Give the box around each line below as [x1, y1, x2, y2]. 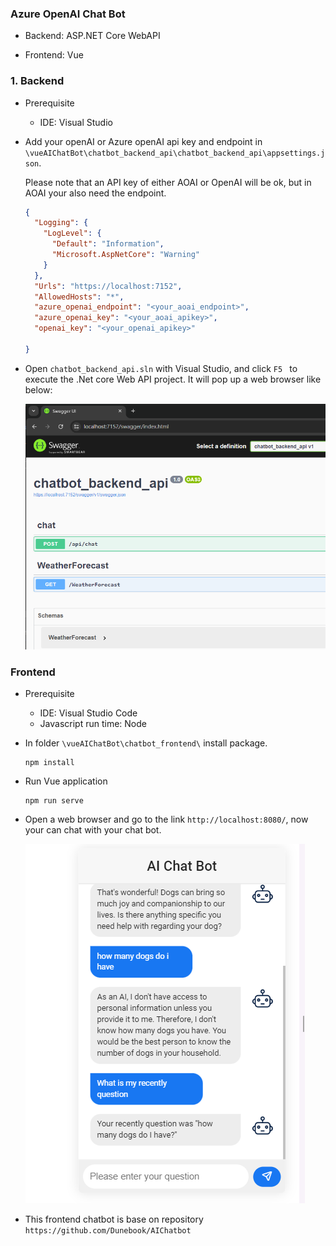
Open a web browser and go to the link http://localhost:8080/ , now [24, 813, 309, 825]
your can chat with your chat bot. [24, 823, 162, 836]
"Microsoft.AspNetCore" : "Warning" [51, 250, 201, 260]
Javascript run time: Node [39, 717, 147, 729]
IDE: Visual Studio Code [39, 707, 138, 719]
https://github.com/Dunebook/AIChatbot [24, 1225, 192, 1236]
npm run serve [24, 795, 84, 806]
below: [24, 383, 53, 396]
